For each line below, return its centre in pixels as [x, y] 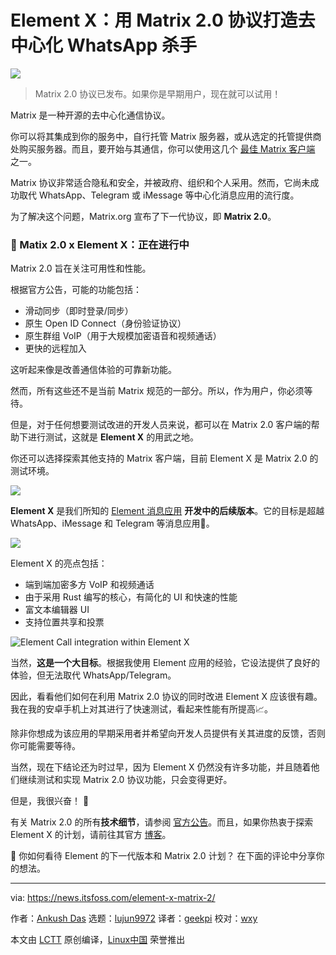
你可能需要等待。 [45, 746]
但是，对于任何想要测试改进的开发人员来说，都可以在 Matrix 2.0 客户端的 [161, 425]
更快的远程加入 [55, 348]
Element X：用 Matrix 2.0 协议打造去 [163, 20]
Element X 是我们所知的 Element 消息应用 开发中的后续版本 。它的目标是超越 [167, 511]
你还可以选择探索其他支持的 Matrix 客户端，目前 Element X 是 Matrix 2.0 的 [164, 458]
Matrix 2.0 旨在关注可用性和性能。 [81, 268]
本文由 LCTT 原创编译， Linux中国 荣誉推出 [98, 940]
